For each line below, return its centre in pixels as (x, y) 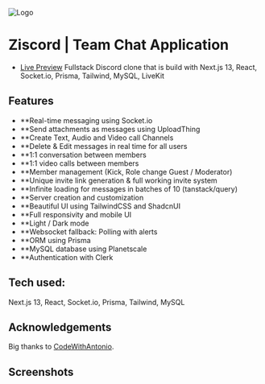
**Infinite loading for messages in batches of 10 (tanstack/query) (129, 188)
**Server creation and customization (82, 197)
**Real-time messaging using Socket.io (86, 120)
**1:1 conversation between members (83, 155)
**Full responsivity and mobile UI (76, 214)
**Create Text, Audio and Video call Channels (97, 138)
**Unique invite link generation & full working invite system (118, 180)
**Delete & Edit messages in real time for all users (104, 146)
